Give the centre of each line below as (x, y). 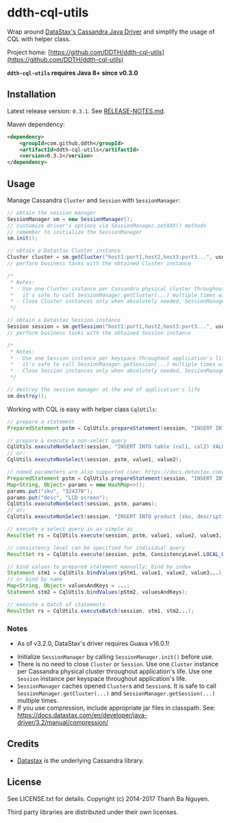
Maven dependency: (36, 124)
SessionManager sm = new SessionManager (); (70, 219)
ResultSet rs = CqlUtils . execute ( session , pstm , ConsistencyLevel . (105, 554)
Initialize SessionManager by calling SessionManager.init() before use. (115, 656)
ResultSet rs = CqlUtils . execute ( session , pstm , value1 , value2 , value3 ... (117, 535)
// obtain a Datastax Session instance (64, 321)
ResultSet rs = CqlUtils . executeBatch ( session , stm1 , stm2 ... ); (101, 611)
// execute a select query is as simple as (70, 529)
